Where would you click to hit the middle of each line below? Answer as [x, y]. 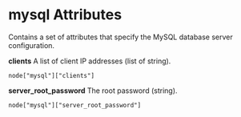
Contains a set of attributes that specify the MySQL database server [121, 37]
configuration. [31, 45]
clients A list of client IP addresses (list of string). [90, 61]
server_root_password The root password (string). [93, 91]
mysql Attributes [65, 15]
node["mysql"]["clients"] [51, 75]
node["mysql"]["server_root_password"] [75, 105]
